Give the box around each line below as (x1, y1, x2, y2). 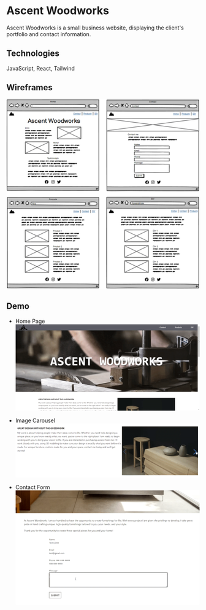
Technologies (6, 48, 60, 59)
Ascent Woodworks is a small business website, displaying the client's (6, 24, 184, 31)
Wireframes (6, 82, 53, 93)
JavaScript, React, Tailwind (6, 64, 75, 72)
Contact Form (15, 484, 50, 491)
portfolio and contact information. (6, 30, 91, 37)
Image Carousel (15, 417, 56, 424)
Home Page (15, 317, 45, 325)
